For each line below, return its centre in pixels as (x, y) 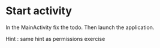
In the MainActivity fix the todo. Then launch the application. (80, 27)
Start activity (39, 11)
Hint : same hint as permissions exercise (55, 39)
